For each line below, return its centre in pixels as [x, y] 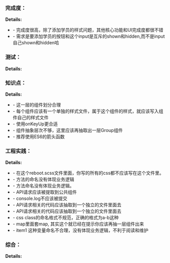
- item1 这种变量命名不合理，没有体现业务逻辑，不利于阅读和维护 [80, 230]
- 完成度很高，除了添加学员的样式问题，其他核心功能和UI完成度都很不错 [88, 30]
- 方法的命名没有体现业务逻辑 [44, 179]
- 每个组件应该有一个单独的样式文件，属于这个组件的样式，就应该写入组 [88, 111]
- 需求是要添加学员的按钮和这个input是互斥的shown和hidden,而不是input [89, 36]
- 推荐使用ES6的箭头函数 [39, 137]
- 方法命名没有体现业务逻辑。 [44, 186]
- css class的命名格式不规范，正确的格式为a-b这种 [65, 218]
